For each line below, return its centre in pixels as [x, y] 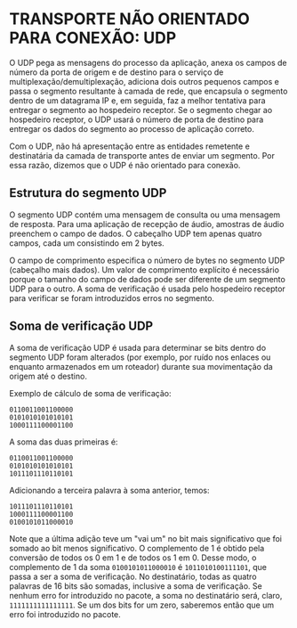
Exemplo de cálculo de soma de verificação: [90, 393]
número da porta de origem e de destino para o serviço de [116, 72]
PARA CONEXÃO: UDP [93, 38]
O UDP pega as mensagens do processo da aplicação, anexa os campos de [148, 62]
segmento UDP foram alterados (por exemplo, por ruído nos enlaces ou [140, 357]
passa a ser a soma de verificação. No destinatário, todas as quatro [133, 576]
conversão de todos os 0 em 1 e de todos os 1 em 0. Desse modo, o [133, 558]
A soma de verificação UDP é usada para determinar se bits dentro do [138, 347]
